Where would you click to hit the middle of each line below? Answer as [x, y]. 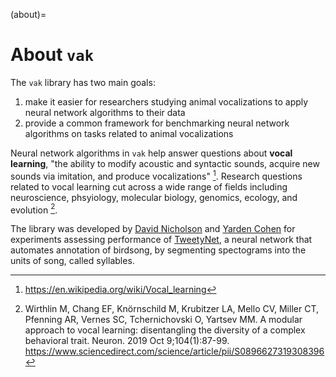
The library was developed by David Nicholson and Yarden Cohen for [153, 229]
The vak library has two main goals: [83, 82]
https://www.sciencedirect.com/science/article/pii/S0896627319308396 [174, 351]
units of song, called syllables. [72, 261]
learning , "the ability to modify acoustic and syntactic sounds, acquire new [165, 163]
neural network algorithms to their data [105, 112]
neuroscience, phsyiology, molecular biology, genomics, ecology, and [154, 197]
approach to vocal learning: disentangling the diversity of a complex [165, 330]
